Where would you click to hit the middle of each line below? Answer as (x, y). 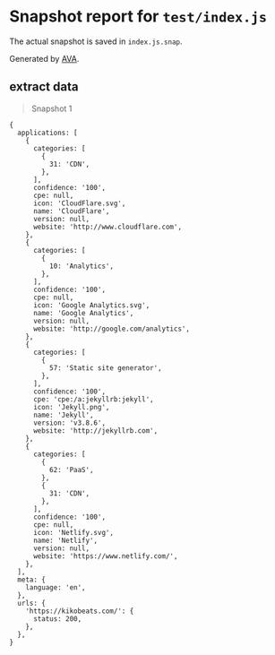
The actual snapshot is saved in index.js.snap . (96, 41)
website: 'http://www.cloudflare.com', (107, 227)
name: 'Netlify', (65, 540)
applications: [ (47, 133)
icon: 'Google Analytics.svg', (91, 305)
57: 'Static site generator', (106, 368)
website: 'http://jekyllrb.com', (95, 431)
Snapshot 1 (52, 108)
